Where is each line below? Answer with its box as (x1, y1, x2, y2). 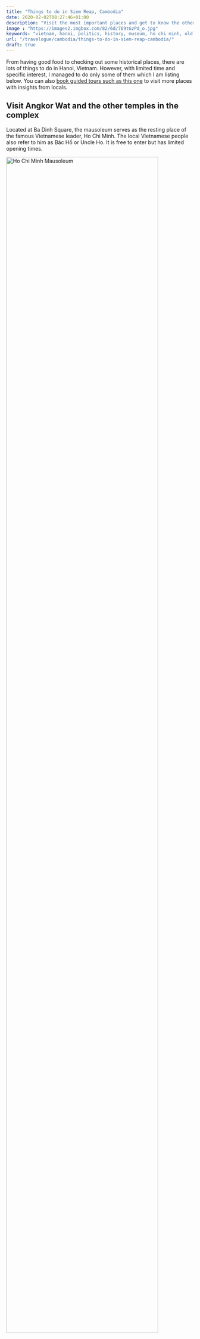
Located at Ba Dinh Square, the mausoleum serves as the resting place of (6, 126, 186, 133)
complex (6, 110, 39, 120)
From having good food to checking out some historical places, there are (6, 58, 185, 66)
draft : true (6, 42, 36, 48)
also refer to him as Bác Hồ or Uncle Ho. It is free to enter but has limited (6, 138, 185, 146)
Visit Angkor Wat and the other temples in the (6, 101, 179, 111)
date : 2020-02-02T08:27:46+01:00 (6, 14, 89, 20)
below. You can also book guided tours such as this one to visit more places (6, 77, 192, 84)
